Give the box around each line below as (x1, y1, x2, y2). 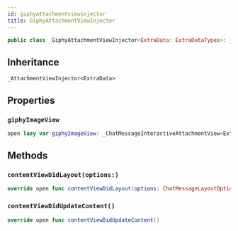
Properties (7, 94, 55, 107)
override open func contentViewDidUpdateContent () (7, 216, 160, 224)
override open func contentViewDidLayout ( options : (7, 186, 160, 193)
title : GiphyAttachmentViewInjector (7, 17, 115, 24)
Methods (7, 150, 48, 162)
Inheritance (7, 56, 59, 68)
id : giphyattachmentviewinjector (7, 10, 106, 18)
